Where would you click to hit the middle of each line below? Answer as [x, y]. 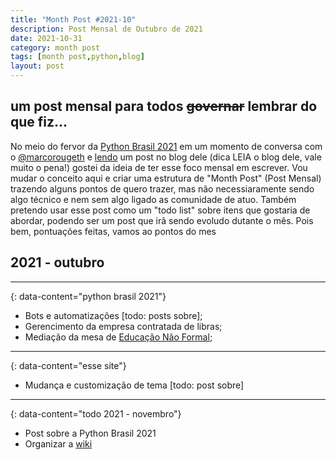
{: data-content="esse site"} [68, 365]
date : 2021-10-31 [46, 38]
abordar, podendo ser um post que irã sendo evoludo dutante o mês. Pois [162, 220]
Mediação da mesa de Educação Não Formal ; [118, 337]
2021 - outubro [57, 262]
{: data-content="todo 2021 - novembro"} [96, 413]
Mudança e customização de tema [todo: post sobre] [134, 385]
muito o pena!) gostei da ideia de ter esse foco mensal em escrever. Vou [159, 167]
